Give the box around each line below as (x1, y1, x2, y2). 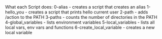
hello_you (5, 9, 25, 15)
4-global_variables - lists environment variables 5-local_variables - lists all (5, 19, 155, 25)
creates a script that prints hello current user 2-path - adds (28, 9, 148, 15)
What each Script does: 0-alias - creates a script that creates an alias (5, 4, 146, 10)
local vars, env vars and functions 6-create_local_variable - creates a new (5, 25, 155, 30)
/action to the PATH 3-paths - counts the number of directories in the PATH (5, 14, 158, 20)
